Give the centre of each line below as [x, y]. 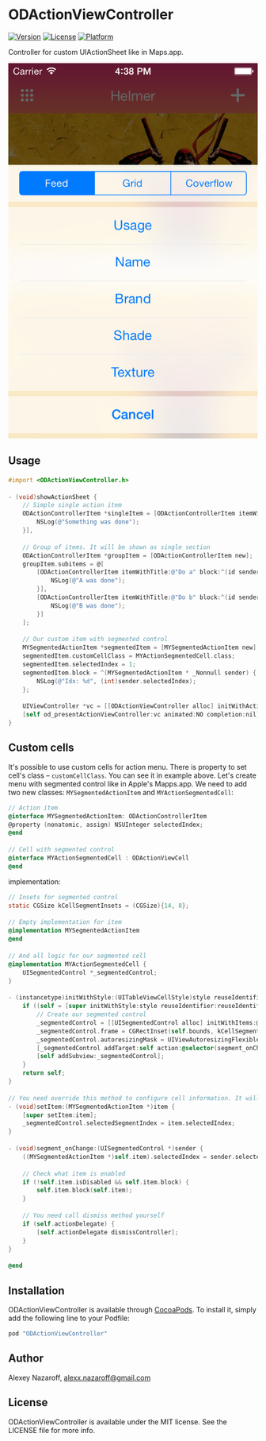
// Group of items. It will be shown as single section [117, 547]
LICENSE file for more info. [52, 1430]
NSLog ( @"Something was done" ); [88, 522]
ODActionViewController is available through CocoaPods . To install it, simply [133, 1310]
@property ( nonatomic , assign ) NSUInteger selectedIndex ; [106, 825]
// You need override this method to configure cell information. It [125, 1098]
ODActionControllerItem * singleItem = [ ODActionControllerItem [129, 514]
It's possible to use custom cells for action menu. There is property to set [127, 767]
